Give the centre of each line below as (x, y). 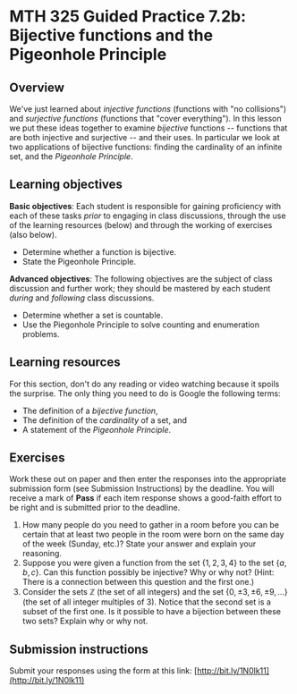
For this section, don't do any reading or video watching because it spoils (144, 384)
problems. (41, 334)
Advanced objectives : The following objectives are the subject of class (141, 278)
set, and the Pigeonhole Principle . (71, 157)
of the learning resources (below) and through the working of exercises (141, 224)
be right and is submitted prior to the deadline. (95, 508)
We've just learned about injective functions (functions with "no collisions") (148, 109)
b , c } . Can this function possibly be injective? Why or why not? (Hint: (148, 572)
